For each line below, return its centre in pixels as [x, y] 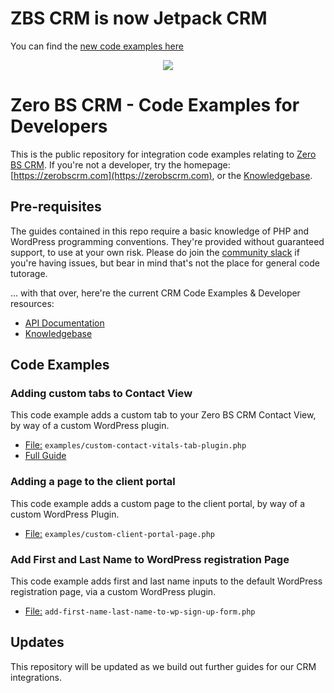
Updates [37, 642]
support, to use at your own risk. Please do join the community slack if [155, 252]
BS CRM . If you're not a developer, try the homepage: [120, 164]
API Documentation [64, 323]
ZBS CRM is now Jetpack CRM [139, 18]
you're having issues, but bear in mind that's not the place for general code [165, 263]
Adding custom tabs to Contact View [101, 393]
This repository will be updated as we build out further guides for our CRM [163, 666]
